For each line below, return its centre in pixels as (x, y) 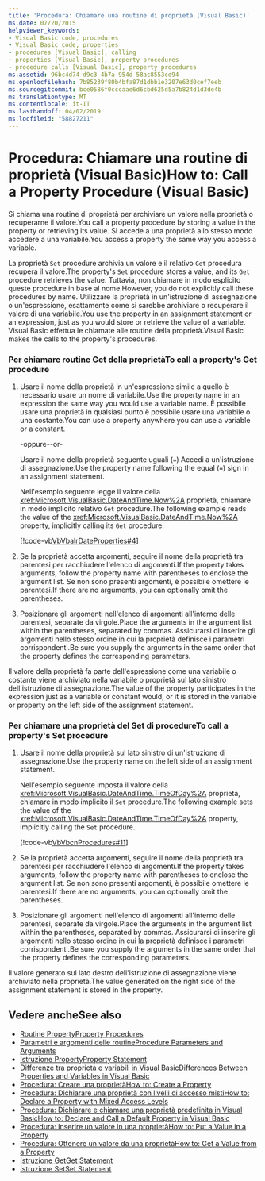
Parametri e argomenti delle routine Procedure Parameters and (121, 1043)
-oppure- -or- (41, 444)
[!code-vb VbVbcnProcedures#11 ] (74, 843)
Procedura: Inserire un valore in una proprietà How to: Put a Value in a (133, 1127)
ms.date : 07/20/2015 (42, 23)
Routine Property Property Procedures (82, 1034)
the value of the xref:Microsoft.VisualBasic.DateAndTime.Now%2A (129, 517)
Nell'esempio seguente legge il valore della (90, 492)
